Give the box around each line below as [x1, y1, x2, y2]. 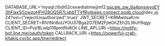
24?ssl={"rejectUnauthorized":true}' [5, 15, 79, 20]
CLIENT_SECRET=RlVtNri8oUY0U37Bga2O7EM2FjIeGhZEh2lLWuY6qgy [5, 20, 151, 25]
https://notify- [109, 25, 138, 31]
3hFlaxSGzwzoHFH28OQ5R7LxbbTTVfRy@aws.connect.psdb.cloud [5, 9, 144, 15]
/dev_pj [143, 9, 159, 15]
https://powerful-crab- [90, 30, 137, 36]
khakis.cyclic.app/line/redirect [5, 35, 67, 41]
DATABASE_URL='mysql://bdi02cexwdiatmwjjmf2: [5, 4, 107, 10]
